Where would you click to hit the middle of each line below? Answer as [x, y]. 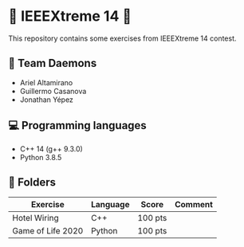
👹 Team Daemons [53, 63]
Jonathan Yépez [47, 100]
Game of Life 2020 [48, 231]
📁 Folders [32, 182]
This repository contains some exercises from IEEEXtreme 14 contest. [122, 38]
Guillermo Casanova [53, 91]
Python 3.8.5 [41, 157]
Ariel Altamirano [46, 82]
